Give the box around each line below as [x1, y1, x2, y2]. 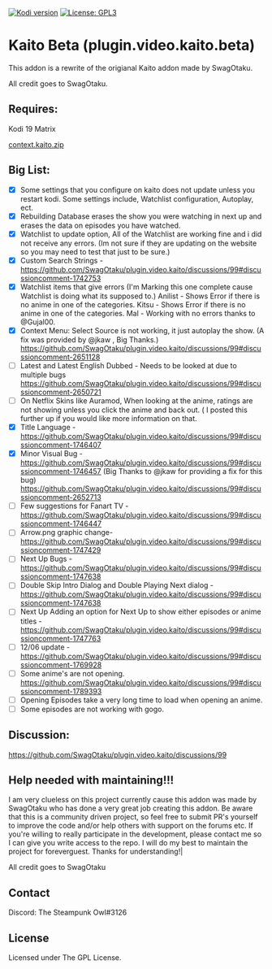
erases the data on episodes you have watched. [19, 220, 181, 230]
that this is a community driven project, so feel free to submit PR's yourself [8, 812, 258, 822]
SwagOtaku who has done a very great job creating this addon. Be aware [8, 803, 253, 813]
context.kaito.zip [8, 139, 64, 150]
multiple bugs [19, 370, 67, 380]
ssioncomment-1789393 [19, 686, 102, 696]
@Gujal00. [19, 317, 56, 327]
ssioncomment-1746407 [19, 440, 101, 450]
